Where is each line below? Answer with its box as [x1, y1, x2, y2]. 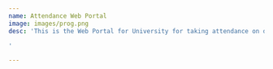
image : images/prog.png [8, 19, 89, 28]
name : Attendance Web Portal [8, 11, 107, 20]
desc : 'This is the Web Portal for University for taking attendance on [8, 27, 260, 35]
